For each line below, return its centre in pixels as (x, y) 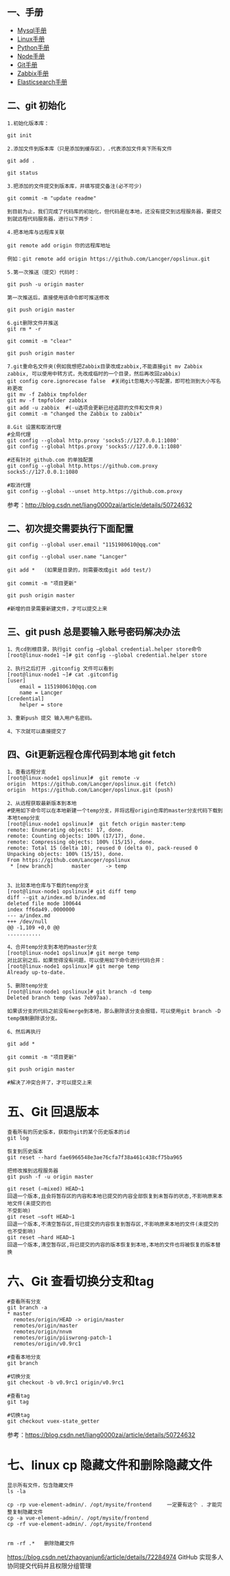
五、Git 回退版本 (53, 1112)
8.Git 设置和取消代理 (34, 427)
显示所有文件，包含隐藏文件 (41, 1485)
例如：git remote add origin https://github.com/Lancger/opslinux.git (109, 259)
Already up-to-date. (37, 973)
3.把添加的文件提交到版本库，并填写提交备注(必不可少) (75, 186)
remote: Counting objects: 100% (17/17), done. (77, 836)
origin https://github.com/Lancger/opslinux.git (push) (90, 790)
